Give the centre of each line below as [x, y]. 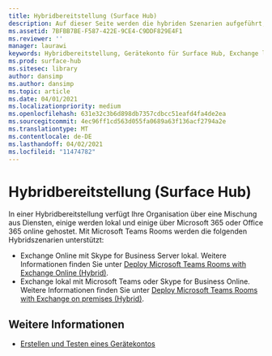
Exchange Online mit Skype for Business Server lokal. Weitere [123, 255]
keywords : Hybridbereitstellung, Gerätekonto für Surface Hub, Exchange [134, 54]
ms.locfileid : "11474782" [52, 152]
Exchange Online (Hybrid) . [64, 273]
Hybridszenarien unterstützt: [56, 240]
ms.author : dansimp [41, 84]
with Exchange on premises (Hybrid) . [82, 299]
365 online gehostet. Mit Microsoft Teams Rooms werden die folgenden [128, 231]
